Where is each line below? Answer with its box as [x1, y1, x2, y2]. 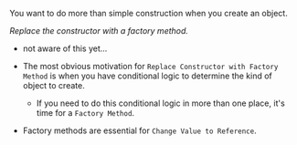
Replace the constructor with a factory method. [9, 26, 189, 36]
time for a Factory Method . [36, 108, 135, 118]
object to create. [22, 80, 85, 90]
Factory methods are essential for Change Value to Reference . [22, 125, 258, 136]
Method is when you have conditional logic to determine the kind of [22, 70, 272, 81]
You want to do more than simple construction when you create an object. [9, 8, 288, 18]
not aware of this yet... [22, 43, 108, 54]
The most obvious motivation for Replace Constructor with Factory [22, 61, 279, 71]
